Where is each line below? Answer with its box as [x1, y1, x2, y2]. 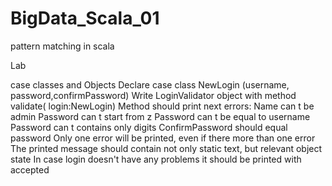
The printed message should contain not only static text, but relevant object [10, 142, 323, 154]
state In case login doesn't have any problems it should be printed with [10, 153, 302, 165]
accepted [10, 163, 50, 176]
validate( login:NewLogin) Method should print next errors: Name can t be [10, 100, 315, 112]
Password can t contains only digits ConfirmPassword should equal [10, 121, 288, 133]
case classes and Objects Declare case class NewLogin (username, [10, 78, 290, 91]
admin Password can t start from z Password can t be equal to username [10, 110, 311, 122]
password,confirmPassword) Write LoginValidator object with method [10, 89, 297, 101]
